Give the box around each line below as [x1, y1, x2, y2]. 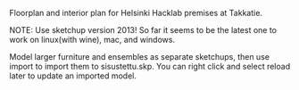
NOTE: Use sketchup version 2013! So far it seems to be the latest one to [9, 25, 278, 35]
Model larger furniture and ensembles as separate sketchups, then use [9, 52, 270, 61]
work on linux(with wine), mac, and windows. [9, 35, 176, 45]
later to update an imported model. [9, 70, 137, 81]
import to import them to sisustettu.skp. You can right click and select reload [9, 61, 291, 71]
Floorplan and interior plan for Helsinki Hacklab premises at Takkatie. [9, 8, 263, 18]
